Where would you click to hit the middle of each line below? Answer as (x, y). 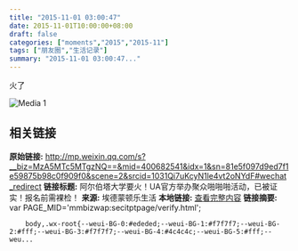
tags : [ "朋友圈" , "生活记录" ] (59, 51)
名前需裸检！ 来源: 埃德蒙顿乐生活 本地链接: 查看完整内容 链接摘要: (155, 198)
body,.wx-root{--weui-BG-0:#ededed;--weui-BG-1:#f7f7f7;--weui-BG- (153, 223)
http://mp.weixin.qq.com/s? (96, 156)
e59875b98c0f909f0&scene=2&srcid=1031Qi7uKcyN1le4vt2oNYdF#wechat (148, 175)
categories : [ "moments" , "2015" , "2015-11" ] (89, 42)
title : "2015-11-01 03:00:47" (65, 17)
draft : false (33, 34)
